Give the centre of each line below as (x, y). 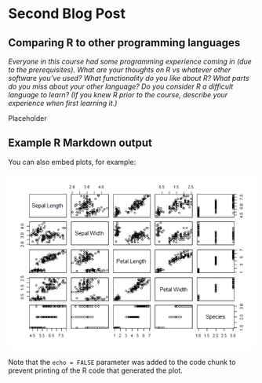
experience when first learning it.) (63, 103)
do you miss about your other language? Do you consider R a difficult (121, 86)
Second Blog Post (67, 14)
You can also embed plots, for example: (72, 162)
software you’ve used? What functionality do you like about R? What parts (129, 78)
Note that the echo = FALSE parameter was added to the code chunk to (122, 362)
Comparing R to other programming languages (124, 43)
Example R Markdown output (80, 143)
